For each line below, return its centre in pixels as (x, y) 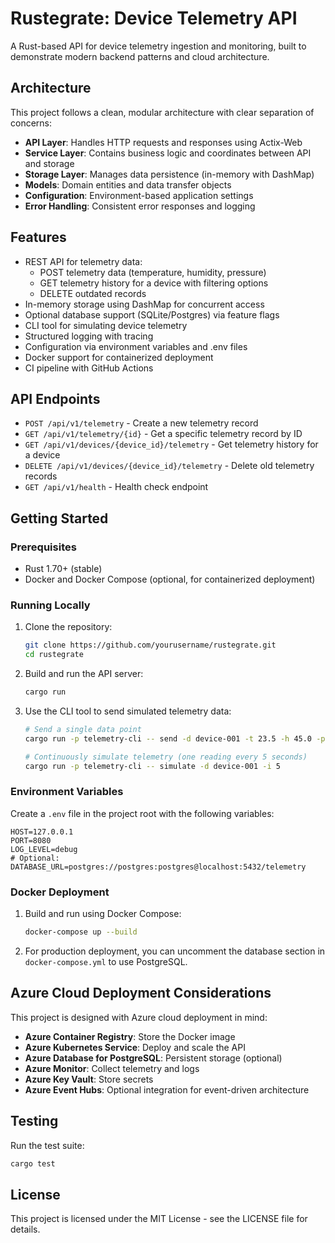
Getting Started (59, 518)
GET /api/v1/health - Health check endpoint (116, 487)
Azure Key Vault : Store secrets (89, 1079)
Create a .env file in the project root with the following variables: (142, 813)
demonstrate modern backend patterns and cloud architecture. (140, 56)
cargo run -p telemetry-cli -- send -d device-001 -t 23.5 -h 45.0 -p (175, 738)
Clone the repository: (68, 627)
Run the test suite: (47, 1145)
